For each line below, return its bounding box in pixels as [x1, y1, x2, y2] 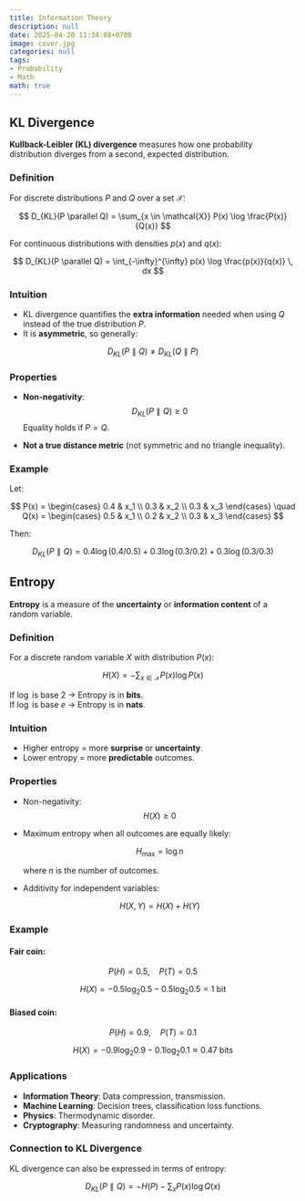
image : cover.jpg [9, 38, 76, 48]
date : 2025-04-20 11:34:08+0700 [9, 30, 132, 39]
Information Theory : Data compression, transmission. [22, 1091, 226, 1102]
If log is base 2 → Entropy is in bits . [9, 689, 144, 700]
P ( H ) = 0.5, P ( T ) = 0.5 [107, 966, 198, 977]
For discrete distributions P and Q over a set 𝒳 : [9, 192, 187, 203]
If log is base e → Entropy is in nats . [9, 699, 146, 709]
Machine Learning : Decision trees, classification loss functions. [22, 1100, 262, 1111]
